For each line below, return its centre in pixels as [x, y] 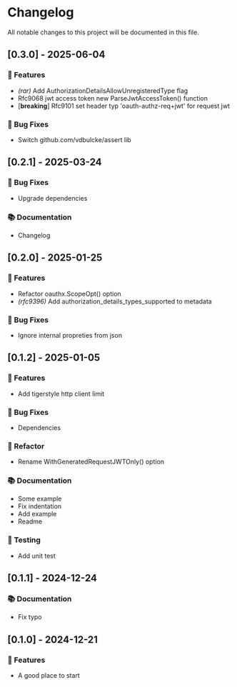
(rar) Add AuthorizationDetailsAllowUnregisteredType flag [103, 91]
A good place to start [49, 676]
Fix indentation [40, 506]
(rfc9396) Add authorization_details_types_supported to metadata [115, 301]
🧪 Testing [24, 540]
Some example [40, 499]
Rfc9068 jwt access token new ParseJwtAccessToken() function [113, 98]
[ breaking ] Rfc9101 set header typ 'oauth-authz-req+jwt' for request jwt [124, 106]
